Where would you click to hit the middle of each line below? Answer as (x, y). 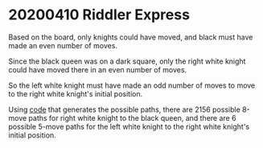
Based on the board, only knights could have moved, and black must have (131, 37)
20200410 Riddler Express (99, 15)
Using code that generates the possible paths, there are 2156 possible (125, 109)
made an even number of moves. (63, 45)
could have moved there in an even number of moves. (98, 69)
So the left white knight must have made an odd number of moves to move (132, 85)
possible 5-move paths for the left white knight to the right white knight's (129, 126)
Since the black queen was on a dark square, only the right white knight (127, 61)
